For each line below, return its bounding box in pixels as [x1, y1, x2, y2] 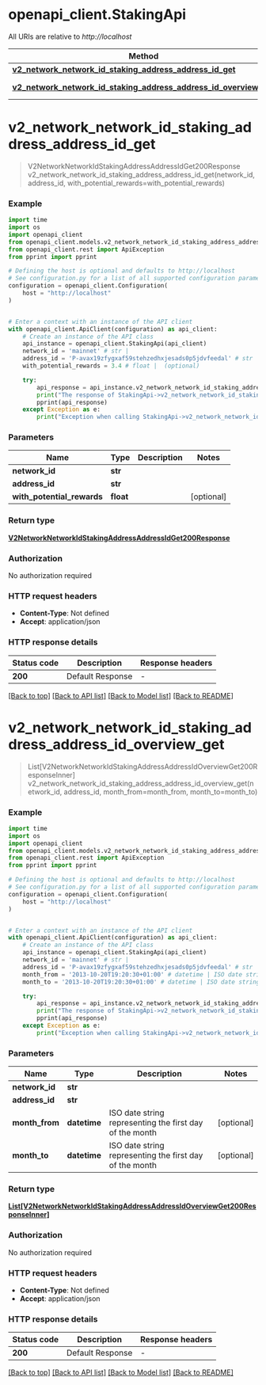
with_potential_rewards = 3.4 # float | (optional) [22, 362, 200, 370]
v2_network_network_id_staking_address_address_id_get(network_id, [27, 169, 256, 179]
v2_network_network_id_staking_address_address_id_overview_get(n [27, 778, 254, 788]
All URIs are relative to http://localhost [8, 32, 132, 41]
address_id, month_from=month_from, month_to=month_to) [63, 786, 258, 797]
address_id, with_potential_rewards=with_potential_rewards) [27, 178, 226, 188]
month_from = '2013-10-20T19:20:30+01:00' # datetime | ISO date [22, 970, 243, 979]
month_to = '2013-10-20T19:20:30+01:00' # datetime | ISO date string [22, 978, 260, 986]
